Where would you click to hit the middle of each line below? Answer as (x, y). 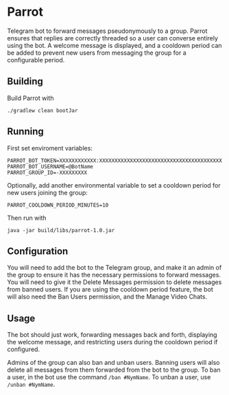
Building (25, 82)
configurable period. (36, 60)
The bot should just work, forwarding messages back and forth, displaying (112, 335)
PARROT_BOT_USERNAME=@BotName (50, 166)
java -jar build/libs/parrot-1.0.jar (61, 230)
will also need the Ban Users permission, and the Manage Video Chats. (107, 297)
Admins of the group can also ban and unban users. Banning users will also (113, 363)
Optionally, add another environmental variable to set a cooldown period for (114, 185)
